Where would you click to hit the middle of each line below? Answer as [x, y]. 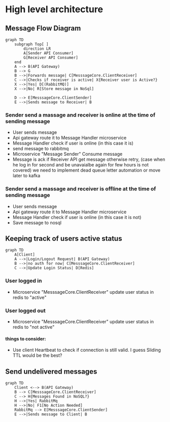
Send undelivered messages [51, 371]
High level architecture [54, 9]
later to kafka [26, 176]
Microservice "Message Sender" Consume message [67, 154]
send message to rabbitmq [41, 149]
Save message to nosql [37, 222]
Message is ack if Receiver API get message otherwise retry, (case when [89, 159]
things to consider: [26, 339]
